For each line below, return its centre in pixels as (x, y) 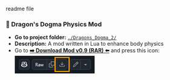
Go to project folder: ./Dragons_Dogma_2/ (65, 37)
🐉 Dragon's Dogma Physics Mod (54, 24)
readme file (20, 9)
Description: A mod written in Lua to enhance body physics (89, 44)
